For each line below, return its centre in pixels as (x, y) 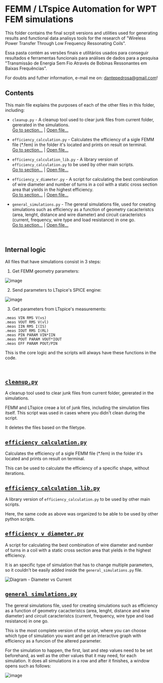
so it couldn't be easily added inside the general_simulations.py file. (74, 570)
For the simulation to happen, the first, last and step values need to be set (79, 650)
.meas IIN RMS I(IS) (26, 326)
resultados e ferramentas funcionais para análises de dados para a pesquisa (82, 58)
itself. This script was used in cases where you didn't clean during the (75, 413)
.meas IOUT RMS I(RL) (27, 331)
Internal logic (26, 250)
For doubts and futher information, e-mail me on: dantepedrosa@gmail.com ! (81, 78)
